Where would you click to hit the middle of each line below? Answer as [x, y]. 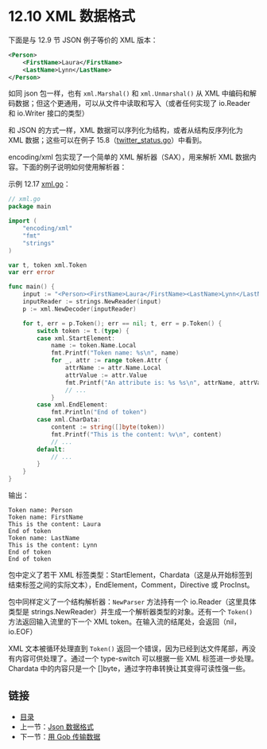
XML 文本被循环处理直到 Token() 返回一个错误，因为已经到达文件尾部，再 [129, 649]
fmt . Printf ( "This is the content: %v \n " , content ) [136, 434]
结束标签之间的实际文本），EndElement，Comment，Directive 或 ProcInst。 [131, 585]
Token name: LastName [44, 539]
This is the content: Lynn [53, 545]
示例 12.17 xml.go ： [39, 184]
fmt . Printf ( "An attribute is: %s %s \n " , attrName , [151, 382]
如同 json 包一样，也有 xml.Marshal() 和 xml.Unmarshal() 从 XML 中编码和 [129, 93]
